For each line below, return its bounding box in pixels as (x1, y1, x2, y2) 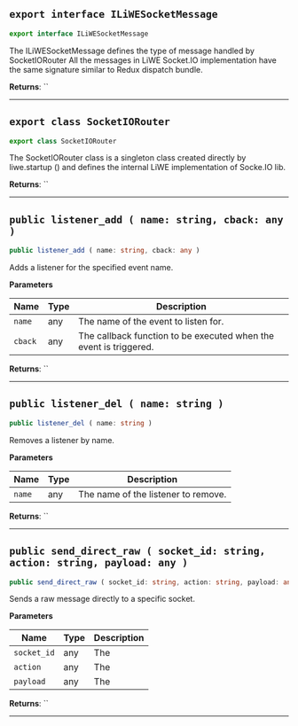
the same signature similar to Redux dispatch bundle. (9, 64, 203, 74)
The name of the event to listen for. (78, 316, 224, 328)
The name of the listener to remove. (78, 488, 227, 500)
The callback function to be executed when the (78, 330, 275, 342)
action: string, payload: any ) (9, 557, 189, 569)
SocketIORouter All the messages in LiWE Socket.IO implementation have (9, 54, 277, 66)
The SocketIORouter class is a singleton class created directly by (9, 152, 247, 163)
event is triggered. (78, 341, 154, 354)
